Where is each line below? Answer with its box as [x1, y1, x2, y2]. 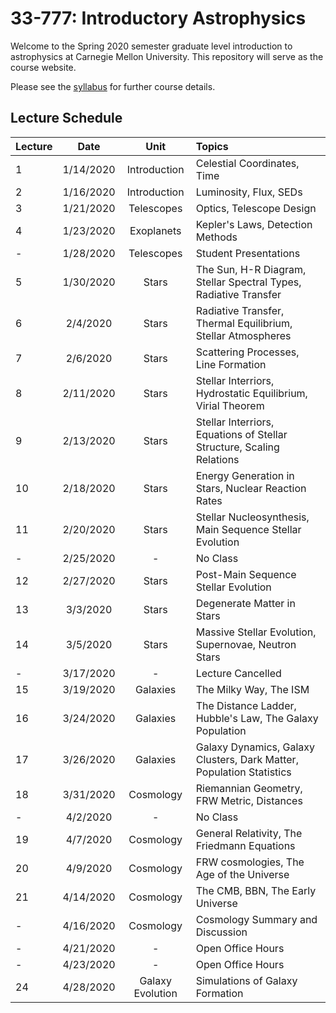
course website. [10, 61, 77, 73]
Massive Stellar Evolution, [195, 625, 317, 639]
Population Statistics [195, 765, 292, 779]
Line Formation [195, 357, 267, 371]
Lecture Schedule [10, 110, 123, 127]
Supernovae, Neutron [195, 637, 297, 651]
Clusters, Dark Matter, [195, 752, 299, 766]
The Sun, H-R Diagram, [195, 262, 307, 276]
